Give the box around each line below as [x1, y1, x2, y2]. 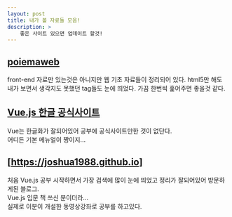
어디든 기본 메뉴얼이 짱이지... [7, 135, 86, 144]
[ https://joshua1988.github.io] [7, 156, 143, 169]
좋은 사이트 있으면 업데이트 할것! [20, 29, 103, 37]
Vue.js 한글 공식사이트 [7, 107, 100, 119]
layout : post [7, 10, 46, 18]
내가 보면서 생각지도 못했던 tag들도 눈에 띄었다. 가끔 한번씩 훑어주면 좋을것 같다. [7, 84, 226, 93]
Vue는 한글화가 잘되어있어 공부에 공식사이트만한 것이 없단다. [7, 126, 172, 135]
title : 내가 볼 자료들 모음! [7, 17, 81, 24]
